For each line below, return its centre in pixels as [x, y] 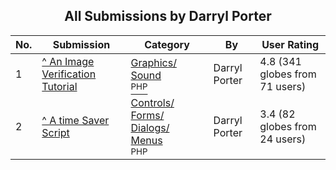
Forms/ [147, 115]
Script [55, 132]
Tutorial [59, 86]
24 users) [283, 139]
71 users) [283, 86]
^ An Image [68, 61]
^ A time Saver [75, 120]
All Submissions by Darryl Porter [168, 16]
